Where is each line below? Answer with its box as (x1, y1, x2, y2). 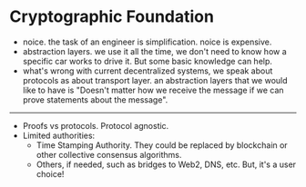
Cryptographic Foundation (9, 6, 214, 27)
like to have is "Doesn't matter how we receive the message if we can (22, 84, 284, 95)
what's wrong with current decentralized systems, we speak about (22, 65, 273, 76)
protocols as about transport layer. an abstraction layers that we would (22, 74, 289, 85)
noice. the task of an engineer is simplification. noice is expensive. (22, 36, 272, 47)
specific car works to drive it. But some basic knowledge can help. (22, 55, 273, 66)
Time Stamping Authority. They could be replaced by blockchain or (36, 139, 289, 151)
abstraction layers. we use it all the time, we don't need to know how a (22, 45, 287, 56)
